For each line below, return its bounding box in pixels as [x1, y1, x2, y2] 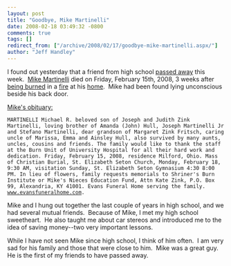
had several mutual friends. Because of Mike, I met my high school [7, 208, 198, 216]
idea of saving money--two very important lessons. [7, 222, 154, 231]
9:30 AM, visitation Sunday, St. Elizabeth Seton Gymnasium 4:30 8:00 [7, 164, 215, 171]
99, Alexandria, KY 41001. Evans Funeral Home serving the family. [7, 182, 206, 190]
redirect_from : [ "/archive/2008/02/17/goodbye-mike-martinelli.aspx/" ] [7, 42, 218, 49]
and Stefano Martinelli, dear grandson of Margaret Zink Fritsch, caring [7, 129, 225, 135]
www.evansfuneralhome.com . [7, 189, 85, 196]
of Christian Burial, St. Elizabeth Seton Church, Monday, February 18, [7, 158, 221, 166]
